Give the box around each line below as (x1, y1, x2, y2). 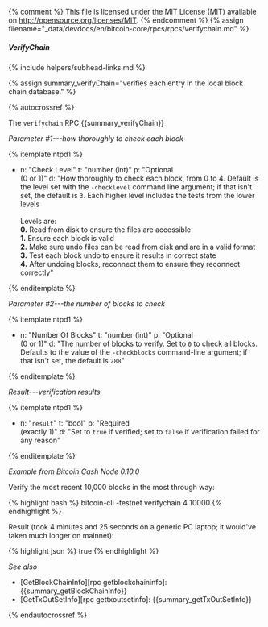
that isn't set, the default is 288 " (19, 355, 125, 365)
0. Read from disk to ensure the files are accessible (19, 225, 192, 235)
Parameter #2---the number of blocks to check (8, 298, 166, 309)
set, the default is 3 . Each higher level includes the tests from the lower (19, 190, 255, 200)
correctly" (19, 268, 54, 277)
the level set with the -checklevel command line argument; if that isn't (19, 181, 252, 192)
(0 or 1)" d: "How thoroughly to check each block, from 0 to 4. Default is (19, 173, 259, 183)
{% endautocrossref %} (8, 610, 87, 620)
